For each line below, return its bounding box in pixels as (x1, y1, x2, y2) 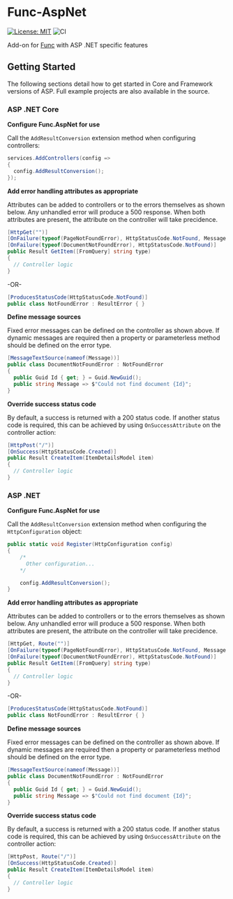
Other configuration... (25, 560, 96, 567)
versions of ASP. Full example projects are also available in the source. (7, 87, 211, 95)
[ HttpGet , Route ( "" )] (7, 640, 70, 648)
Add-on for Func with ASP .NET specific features (7, 40, 149, 49)
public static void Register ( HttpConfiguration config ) (7, 541, 173, 548)
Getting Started (7, 61, 76, 73)
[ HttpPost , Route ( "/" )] (7, 853, 77, 861)
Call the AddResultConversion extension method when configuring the (7, 520, 207, 528)
